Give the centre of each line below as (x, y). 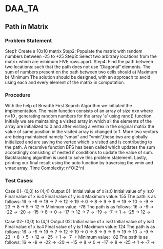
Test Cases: (20, 181)
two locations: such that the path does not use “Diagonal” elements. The (78, 67)
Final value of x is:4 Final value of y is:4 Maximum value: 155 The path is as (81, 197)
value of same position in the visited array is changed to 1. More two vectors (82, 132)
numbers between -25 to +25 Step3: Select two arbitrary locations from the (81, 56)
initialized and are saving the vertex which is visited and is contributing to (79, 142)
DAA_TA (22, 9)
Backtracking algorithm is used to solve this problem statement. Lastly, (76, 158)
